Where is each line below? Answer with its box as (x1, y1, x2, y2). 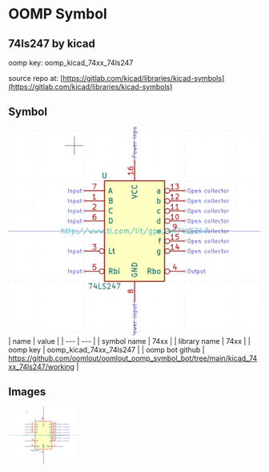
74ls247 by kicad (8, 37, 96, 50)
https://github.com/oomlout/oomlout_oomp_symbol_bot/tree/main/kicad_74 (8, 353, 258, 363)
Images (8, 385, 46, 398)
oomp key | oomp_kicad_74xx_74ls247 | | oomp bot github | (8, 345, 206, 354)
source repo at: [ (8, 74, 63, 83)
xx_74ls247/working (8, 361, 74, 371)
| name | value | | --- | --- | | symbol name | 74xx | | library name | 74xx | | (8, 336, 251, 345)
